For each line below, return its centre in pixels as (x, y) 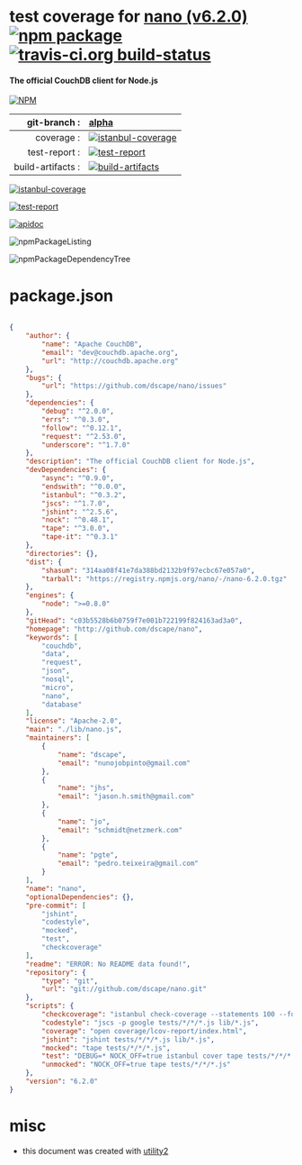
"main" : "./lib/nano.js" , (74, 730)
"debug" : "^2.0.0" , (78, 412)
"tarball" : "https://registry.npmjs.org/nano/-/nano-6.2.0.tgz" (164, 578)
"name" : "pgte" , (88, 855)
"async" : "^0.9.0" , (78, 478)
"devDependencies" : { (66, 470)
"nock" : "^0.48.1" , (78, 520)
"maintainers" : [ (58, 738)
